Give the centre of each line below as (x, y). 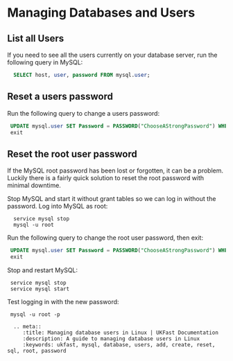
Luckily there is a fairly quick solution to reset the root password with (106, 178)
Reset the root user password (72, 154)
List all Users (36, 38)
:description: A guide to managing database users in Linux (111, 339)
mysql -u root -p (35, 315)
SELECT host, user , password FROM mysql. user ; (82, 75)
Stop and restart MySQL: (43, 270)
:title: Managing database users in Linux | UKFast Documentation (120, 333)
